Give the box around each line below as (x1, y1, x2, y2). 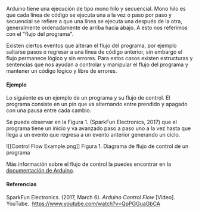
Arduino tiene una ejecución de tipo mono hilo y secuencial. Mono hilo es (6, 5, 186, 12)
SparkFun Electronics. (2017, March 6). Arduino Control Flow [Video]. (6, 194, 176, 201)
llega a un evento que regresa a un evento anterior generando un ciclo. (6, 131, 181, 138)
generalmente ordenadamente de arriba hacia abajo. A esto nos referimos (6, 24, 188, 31)
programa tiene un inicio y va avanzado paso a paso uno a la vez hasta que (6, 125, 191, 132)
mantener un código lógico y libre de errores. (6, 67, 117, 74)
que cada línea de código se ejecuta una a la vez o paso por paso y (6, 11, 172, 18)
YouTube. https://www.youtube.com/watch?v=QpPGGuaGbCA (6, 200, 161, 208)
